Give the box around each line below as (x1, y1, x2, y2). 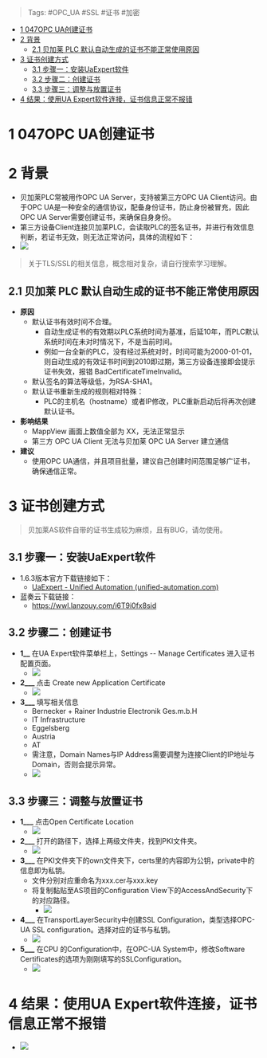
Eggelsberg (31, 723, 70, 732)
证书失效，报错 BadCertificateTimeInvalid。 (43, 366, 187, 376)
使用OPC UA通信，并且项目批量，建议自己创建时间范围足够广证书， (31, 456, 255, 465)
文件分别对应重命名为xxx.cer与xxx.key (31, 876, 159, 885)
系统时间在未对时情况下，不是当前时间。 (43, 336, 177, 346)
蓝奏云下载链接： (19, 591, 77, 601)
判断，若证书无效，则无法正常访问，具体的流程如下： (19, 233, 195, 242)
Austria (31, 731, 56, 741)
